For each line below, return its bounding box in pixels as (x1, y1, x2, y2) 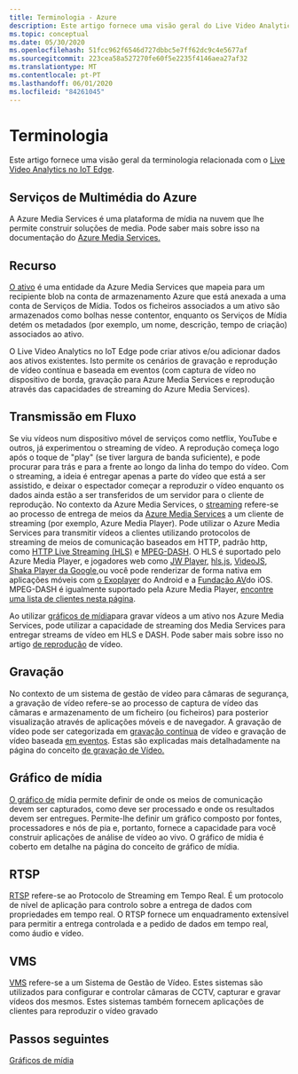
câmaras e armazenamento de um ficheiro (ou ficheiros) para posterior (9, 707, 269, 717)
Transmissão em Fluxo (9, 409, 137, 424)
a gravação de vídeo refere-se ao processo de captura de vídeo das (9, 698, 259, 708)
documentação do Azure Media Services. (9, 233, 161, 243)
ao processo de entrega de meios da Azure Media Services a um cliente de (9, 508, 284, 519)
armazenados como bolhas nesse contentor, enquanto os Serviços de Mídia (9, 310, 287, 320)
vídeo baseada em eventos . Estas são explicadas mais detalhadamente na (9, 735, 281, 746)
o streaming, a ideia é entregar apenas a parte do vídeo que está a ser (9, 470, 266, 481)
